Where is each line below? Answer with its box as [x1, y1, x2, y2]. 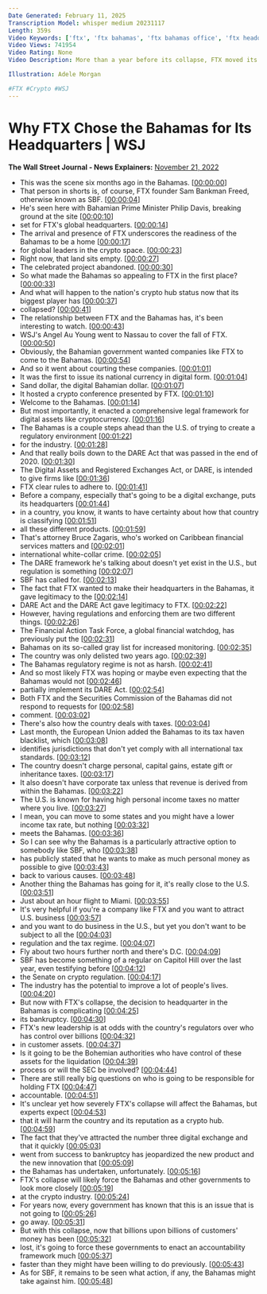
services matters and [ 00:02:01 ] [19, 541, 125, 550]
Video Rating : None [8, 49, 73, 56]
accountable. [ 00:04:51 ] [19, 1090, 99, 1100]
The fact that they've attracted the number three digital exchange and [19, 1133, 249, 1142]
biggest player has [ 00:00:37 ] [19, 296, 118, 305]
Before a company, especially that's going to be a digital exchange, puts [19, 490, 256, 499]
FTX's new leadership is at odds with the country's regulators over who [19, 1023, 254, 1032]
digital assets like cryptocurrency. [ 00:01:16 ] [19, 414, 165, 424]
